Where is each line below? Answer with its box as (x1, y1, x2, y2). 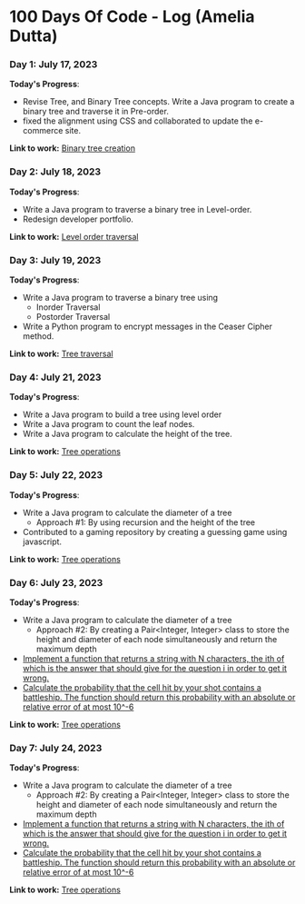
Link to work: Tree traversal (9, 348, 113, 360)
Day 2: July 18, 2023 (9, 165, 102, 178)
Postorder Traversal (35, 312, 111, 323)
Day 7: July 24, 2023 (9, 741, 103, 754)
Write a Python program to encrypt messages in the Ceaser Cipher (22, 321, 273, 333)
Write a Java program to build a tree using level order (22, 409, 222, 420)
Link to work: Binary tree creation (9, 143, 136, 154)
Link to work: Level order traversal (9, 231, 139, 242)
